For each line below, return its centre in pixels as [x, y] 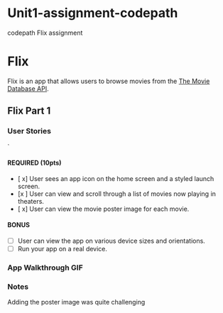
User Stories [29, 131]
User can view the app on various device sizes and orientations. [111, 241]
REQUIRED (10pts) [34, 163]
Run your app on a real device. [62, 249]
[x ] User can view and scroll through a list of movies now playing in [117, 194]
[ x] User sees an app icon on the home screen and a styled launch [116, 178]
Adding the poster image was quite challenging [76, 302]
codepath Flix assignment [45, 33]
